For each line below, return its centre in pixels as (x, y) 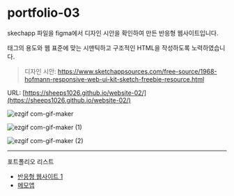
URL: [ (16, 93)
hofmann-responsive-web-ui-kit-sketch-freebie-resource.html (114, 79)
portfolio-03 (44, 13)
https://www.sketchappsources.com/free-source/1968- (138, 71)
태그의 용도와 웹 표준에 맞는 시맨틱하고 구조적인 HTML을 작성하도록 (99, 47)
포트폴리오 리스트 (31, 161)
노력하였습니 (208, 47)
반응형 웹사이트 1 (40, 176)
